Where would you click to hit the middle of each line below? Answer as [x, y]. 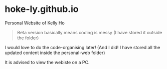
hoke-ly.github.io [42, 9]
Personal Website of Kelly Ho [35, 23]
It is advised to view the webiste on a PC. [47, 62]
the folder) [28, 38]
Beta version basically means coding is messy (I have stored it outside [90, 32]
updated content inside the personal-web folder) [55, 53]
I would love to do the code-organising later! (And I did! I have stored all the [82, 47]
